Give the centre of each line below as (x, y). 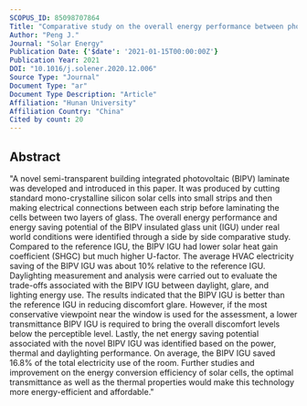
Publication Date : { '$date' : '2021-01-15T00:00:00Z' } (114, 52)
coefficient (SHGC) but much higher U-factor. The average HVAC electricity (152, 255)
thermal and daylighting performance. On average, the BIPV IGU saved (143, 353)
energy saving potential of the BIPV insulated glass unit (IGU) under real (145, 227)
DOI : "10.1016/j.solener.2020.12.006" (83, 69)
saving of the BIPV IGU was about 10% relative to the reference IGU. (138, 265)
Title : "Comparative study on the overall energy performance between (147, 26)
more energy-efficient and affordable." (82, 391)
